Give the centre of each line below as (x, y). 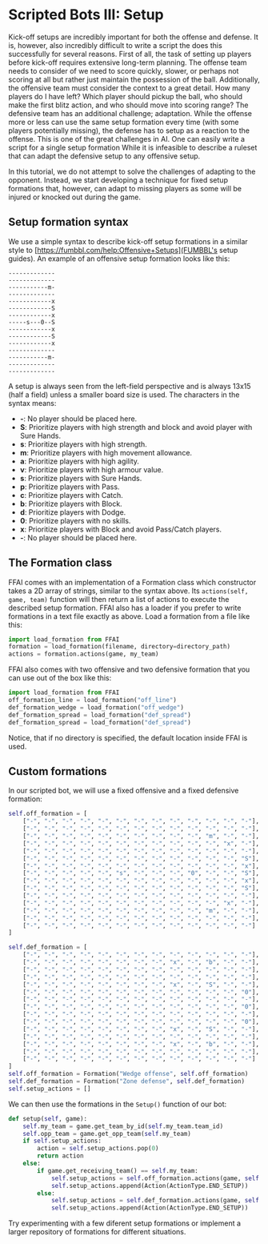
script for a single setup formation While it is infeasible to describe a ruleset (133, 147)
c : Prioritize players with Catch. (72, 495)
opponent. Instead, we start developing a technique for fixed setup (118, 180)
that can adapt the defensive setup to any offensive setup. (104, 156)
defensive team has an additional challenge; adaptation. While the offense (130, 113)
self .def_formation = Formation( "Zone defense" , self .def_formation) (127, 1081)
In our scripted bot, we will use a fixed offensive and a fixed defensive (124, 791)
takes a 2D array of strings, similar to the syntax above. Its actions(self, (128, 591)
